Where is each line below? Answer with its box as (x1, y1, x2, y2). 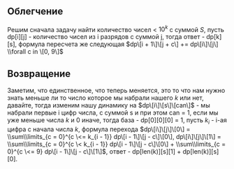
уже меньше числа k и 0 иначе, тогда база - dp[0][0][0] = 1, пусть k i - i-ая (7, 116, 227, 126)
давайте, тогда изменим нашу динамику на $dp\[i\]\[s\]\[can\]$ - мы (7, 101, 211, 110)
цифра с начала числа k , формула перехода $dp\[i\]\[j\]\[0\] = (7, 125, 191, 133)
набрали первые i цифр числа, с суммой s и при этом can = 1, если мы (7, 108, 219, 117)
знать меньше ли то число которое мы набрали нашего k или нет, (7, 94, 204, 102)
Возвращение (7, 68, 71, 80)
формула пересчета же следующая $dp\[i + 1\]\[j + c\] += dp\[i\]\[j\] (18, 40, 219, 48)
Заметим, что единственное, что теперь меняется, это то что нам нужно (7, 87, 226, 95)
